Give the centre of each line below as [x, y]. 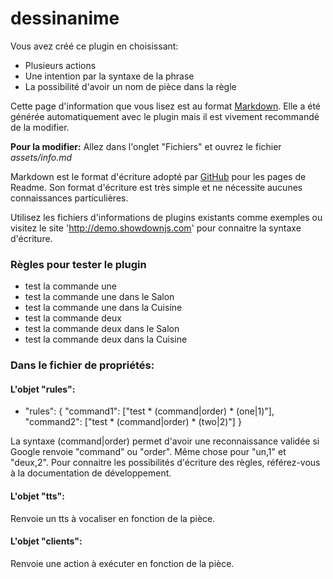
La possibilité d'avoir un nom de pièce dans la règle [130, 86]
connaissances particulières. [69, 198]
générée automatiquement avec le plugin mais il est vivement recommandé [165, 116]
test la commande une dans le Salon [99, 297]
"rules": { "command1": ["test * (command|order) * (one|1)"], [149, 411]
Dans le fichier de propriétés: [82, 365]
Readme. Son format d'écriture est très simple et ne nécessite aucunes [156, 187]
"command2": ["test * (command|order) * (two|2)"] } [133, 422]
